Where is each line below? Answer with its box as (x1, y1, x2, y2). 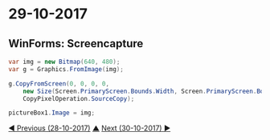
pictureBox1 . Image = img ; (8, 109, 95, 117)
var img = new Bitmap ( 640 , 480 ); (8, 58, 121, 66)
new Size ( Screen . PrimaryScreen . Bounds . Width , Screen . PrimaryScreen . (22, 87, 257, 95)
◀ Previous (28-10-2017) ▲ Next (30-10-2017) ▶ (8, 123, 171, 133)
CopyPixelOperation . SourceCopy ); (22, 94, 135, 102)
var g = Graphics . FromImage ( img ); (8, 65, 125, 73)
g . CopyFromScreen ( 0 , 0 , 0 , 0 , (8, 79, 110, 88)
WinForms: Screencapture (8, 37, 144, 50)
